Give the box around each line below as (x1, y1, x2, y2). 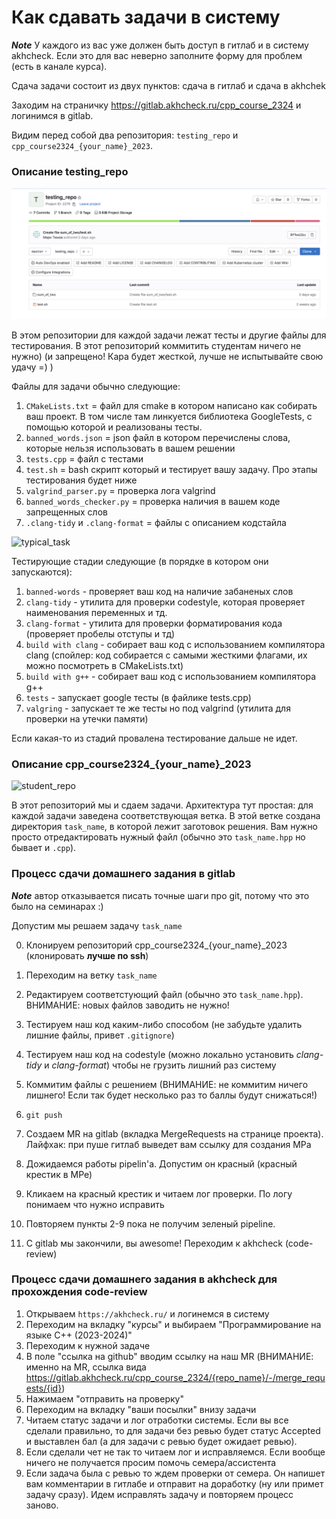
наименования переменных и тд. (25, 606, 168, 618)
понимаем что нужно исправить (25, 1198, 165, 1210)
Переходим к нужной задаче (25, 1339, 151, 1351)
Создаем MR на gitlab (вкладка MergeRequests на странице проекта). (25, 1127, 324, 1140)
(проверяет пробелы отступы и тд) (25, 627, 176, 640)
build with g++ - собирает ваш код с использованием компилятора (25, 670, 317, 682)
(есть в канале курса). (11, 60, 108, 72)
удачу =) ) (11, 361, 54, 373)
